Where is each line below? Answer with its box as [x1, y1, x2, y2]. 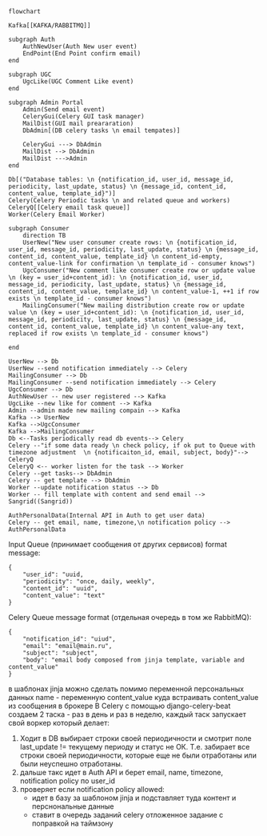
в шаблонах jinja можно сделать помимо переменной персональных [8, 684, 245, 694]
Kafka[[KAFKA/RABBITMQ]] [8, 22, 91, 30]
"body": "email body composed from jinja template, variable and [22, 656, 245, 664]
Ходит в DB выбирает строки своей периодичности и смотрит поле [19, 734, 252, 743]
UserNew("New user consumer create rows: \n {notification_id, [22, 238, 238, 246]
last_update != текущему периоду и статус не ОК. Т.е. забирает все [19, 742, 250, 751]
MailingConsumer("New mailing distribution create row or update [22, 302, 245, 310]
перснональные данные [31, 802, 114, 811]
